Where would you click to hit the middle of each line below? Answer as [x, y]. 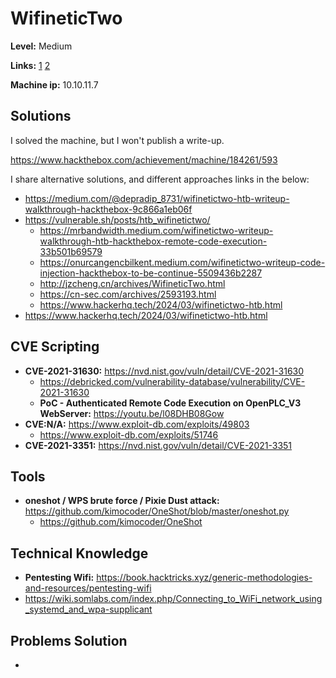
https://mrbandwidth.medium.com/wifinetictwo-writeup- [156, 230]
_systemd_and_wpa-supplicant [88, 609]
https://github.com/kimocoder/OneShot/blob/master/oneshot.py [157, 511]
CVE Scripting [55, 347]
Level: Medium [41, 46]
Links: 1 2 [30, 65]
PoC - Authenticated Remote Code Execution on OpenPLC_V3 [170, 403]
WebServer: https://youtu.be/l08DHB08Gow [132, 413]
